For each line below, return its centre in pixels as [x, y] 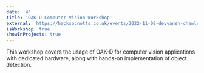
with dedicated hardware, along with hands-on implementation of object [97, 58]
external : [19, 23]
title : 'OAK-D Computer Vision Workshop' [59, 18]
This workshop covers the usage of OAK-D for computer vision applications [101, 52]
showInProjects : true [34, 35]
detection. [19, 65]
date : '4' [19, 12]
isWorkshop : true [28, 29]
